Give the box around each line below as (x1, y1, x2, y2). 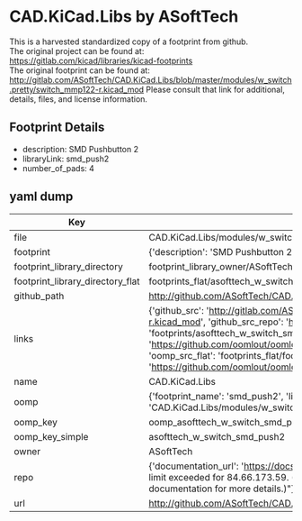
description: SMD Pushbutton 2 (22, 143, 139, 154)
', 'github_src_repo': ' (200, 315, 289, 328)
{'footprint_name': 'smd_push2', (147, 389, 284, 402)
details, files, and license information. (9, 93, 148, 105)
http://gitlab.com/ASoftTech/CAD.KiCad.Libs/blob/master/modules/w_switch (9, 74, 292, 85)
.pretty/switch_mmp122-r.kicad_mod (9, 84, 145, 95)
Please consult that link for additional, (146, 84, 286, 95)
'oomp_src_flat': (147, 349, 216, 361)
